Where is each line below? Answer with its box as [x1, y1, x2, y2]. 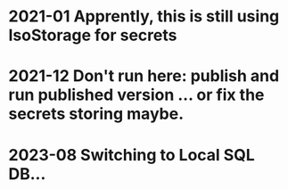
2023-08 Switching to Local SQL [8, 144, 255, 165]
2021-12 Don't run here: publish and [8, 66, 280, 86]
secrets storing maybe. [8, 104, 185, 124]
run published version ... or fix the [8, 85, 265, 105]
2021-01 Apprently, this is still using [8, 6, 280, 27]
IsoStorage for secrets [8, 25, 177, 45]
